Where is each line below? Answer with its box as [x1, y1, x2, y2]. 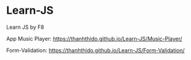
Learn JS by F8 [6, 23, 44, 31]
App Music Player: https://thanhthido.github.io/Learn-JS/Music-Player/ [6, 35, 183, 42]
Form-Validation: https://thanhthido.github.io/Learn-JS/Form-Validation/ [6, 46, 185, 54]
